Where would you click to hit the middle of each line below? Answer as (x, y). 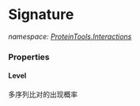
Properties (29, 57)
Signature (41, 15)
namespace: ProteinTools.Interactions (70, 36)
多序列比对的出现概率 (43, 95)
